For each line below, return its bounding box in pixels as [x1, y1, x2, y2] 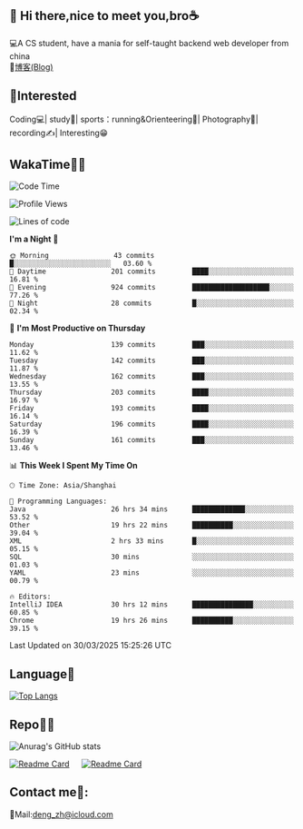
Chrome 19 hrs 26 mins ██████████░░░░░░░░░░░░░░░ [9, 617, 295, 626]
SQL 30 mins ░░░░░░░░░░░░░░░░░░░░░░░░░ [9, 553, 295, 562]
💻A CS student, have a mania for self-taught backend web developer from [9, 37, 289, 48]
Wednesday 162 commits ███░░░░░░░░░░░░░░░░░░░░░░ [9, 372, 295, 381]
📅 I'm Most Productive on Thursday [9, 322, 146, 334]
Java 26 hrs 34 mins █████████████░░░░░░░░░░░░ [9, 505, 295, 514]
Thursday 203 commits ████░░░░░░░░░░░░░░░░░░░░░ [9, 388, 295, 398]
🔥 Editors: [9, 592, 52, 602]
